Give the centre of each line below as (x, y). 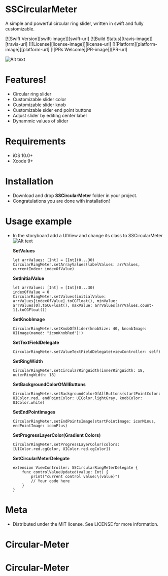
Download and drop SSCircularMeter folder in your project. (75, 195)
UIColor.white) (29, 402)
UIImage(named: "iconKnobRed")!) (48, 333)
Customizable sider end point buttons (52, 110)
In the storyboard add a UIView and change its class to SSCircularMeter (88, 235)
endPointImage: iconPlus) (40, 426)
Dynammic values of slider (40, 121)
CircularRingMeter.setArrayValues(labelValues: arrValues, (76, 264)
